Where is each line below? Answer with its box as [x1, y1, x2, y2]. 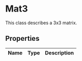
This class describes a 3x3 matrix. [5, 20, 77, 26]
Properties [5, 34, 40, 43]
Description [45, 49, 74, 56]
